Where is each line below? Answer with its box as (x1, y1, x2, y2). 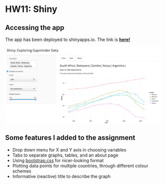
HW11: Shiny (5, 3, 58, 15)
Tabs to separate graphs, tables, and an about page (12, 152, 118, 158)
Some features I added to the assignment (5, 134, 136, 142)
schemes (12, 168, 31, 174)
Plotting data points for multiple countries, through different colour (12, 163, 149, 169)
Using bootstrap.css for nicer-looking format (12, 157, 104, 163)
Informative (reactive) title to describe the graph (12, 173, 111, 179)
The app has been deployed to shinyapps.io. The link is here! (5, 36, 131, 42)
